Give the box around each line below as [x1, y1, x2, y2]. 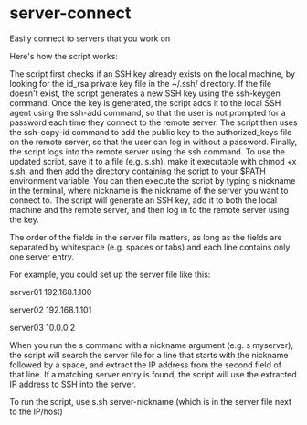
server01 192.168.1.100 [9, 286, 92, 297]
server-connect [9, 3, 132, 24]
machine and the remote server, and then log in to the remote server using [9, 204, 290, 215]
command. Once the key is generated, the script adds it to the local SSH [9, 97, 281, 108]
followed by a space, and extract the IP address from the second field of [9, 359, 281, 370]
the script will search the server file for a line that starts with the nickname [9, 349, 289, 360]
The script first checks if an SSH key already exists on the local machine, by [9, 68, 295, 80]
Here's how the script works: [9, 50, 119, 61]
